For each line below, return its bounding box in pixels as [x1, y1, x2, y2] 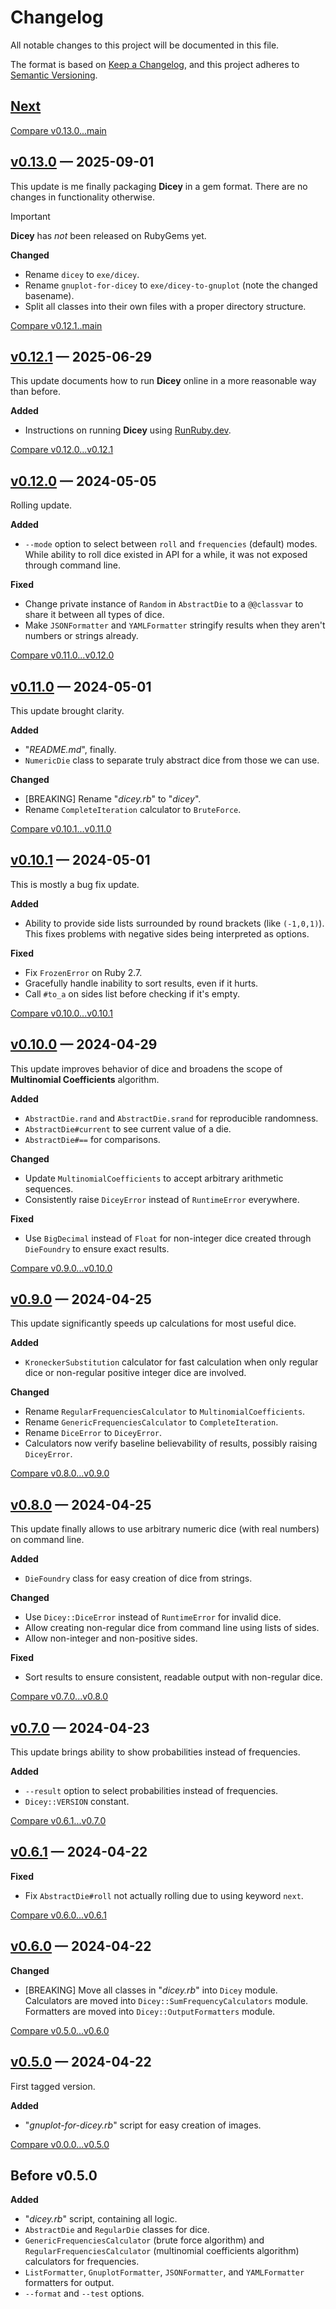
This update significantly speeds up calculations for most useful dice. [10, 1317, 297, 1330]
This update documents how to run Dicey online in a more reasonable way [10, 375, 317, 387]
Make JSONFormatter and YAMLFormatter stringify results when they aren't [24, 619, 326, 631]
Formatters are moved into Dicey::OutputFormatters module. [24, 2005, 276, 2017]
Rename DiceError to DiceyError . [24, 1427, 163, 1439]
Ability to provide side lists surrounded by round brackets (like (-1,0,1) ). [24, 917, 325, 929]
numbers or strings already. [24, 630, 139, 642]
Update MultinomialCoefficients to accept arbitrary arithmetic [24, 1172, 284, 1184]
